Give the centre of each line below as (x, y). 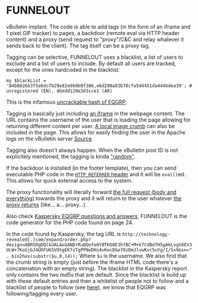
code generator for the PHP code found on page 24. (70, 222)
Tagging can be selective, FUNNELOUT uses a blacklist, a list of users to (95, 57)
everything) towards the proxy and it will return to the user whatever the (94, 198)
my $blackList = (26, 81)
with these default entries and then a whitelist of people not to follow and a (98, 281)
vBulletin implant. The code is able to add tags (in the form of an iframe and (98, 27)
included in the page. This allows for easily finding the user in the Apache (96, 132)
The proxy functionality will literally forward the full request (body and (91, 192)
